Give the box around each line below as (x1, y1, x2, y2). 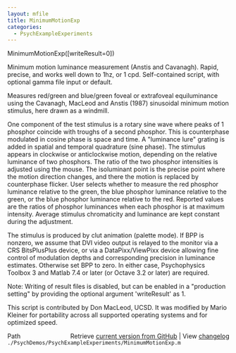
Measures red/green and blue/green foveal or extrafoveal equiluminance (7, 92, 218, 100)
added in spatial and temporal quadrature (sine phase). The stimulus (7, 142, 206, 151)
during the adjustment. (7, 218, 73, 226)
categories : (7, 23, 42, 30)
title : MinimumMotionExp (7, 17, 80, 24)
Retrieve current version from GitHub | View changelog (70, 332, 230, 340)
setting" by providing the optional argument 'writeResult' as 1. (7, 290, 186, 298)
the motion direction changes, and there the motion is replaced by (7, 173, 199, 181)
